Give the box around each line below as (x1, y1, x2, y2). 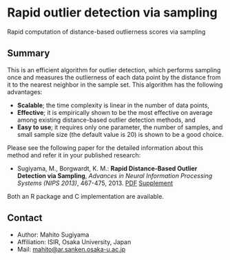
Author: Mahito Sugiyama (17, 230, 90, 239)
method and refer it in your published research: (7, 151, 141, 159)
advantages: (7, 87, 43, 96)
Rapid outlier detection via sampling (7, 5, 218, 21)
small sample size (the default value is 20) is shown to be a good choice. (17, 130, 224, 138)
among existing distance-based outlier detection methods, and (17, 116, 196, 124)
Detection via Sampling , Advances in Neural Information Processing (17, 171, 213, 180)
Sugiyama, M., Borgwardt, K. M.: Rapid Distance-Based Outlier (17, 164, 198, 173)
